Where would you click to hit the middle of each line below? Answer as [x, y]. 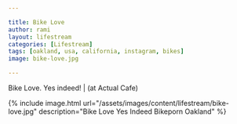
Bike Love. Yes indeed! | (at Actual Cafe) [73, 88]
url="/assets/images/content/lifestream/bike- [156, 103]
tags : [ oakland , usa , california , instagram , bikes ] [96, 52]
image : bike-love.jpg [44, 59]
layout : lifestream [40, 37]
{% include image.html [45, 103]
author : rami [29, 29]
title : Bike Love [36, 22]
